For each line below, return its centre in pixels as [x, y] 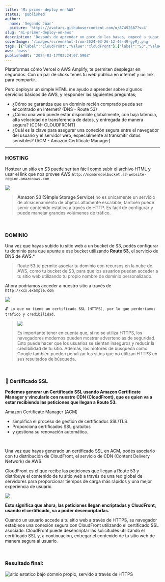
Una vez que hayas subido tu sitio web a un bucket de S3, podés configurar [82, 245]
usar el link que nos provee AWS [38, 174]
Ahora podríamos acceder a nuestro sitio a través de [58, 285]
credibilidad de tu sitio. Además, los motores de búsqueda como [82, 348]
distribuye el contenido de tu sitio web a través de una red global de [74, 476]
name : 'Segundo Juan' [32, 23]
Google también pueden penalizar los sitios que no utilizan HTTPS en [87, 353]
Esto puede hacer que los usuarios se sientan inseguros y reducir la [86, 343]
